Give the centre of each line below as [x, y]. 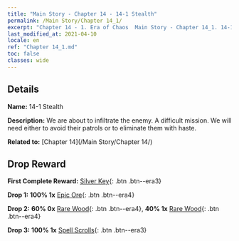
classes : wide [28, 61]
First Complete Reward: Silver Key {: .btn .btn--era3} [85, 181]
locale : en [23, 41]
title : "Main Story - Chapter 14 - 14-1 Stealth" [83, 14]
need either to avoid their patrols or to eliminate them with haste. [102, 128]
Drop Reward [37, 164]
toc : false [23, 54]
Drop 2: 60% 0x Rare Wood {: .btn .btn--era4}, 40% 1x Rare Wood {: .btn [113, 209]
